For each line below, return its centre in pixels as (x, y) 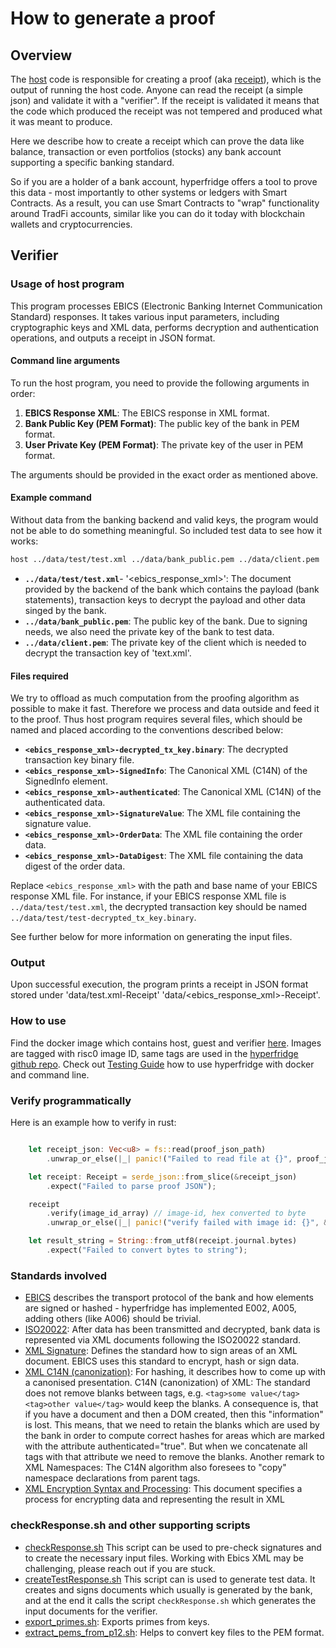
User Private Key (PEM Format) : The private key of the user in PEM (164, 444)
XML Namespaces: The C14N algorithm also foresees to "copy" (155, 1468)
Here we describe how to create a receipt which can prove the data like (157, 141)
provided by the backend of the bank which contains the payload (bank (172, 589)
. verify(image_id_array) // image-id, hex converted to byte (176, 1213)
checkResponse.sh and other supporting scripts (130, 1525)
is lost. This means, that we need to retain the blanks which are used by (172, 1425)
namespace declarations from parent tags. (112, 1478)
